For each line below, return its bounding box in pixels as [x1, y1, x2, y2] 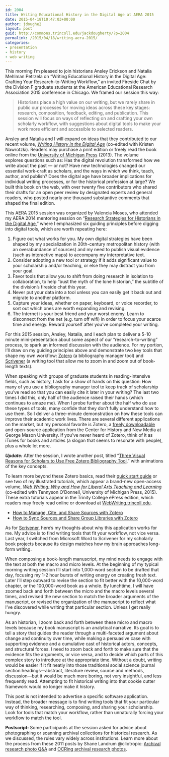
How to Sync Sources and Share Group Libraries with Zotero [12, 515, 138, 521]
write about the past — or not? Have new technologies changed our [5, 162, 146, 169]
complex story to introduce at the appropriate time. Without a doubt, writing [5, 657, 162, 663]
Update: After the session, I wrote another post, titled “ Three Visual [5, 452, 145, 459]
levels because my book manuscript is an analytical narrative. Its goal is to [5, 625, 159, 631]
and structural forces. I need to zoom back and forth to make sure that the [5, 646, 159, 652]
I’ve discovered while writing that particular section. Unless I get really [5, 604, 151, 610]
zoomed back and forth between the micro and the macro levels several [5, 588, 154, 594]
